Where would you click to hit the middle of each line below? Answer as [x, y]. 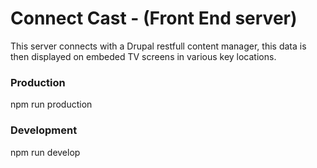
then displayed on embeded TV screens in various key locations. [143, 56]
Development [44, 130]
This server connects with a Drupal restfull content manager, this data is [158, 46]
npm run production [51, 104]
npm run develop [45, 152]
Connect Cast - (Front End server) [154, 18]
